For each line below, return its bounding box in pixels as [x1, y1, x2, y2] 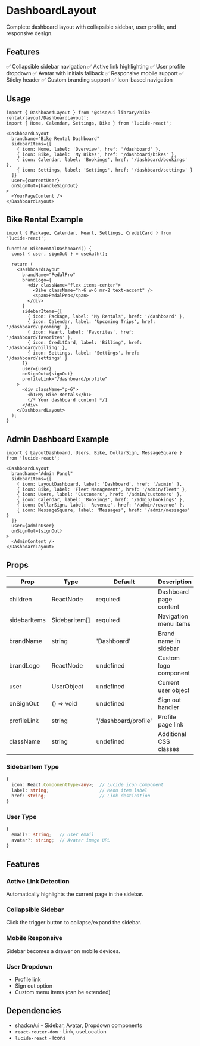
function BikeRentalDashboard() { [6, 246, 92, 252]
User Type [6, 812, 37, 821]
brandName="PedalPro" [21, 272, 76, 278]
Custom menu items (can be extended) [14, 989, 111, 996]
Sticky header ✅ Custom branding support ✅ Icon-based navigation [6, 76, 173, 83]
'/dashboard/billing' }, [6, 345, 68, 351]
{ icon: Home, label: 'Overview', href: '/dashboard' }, [17, 146, 161, 152]
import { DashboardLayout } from [6, 110, 89, 116]
